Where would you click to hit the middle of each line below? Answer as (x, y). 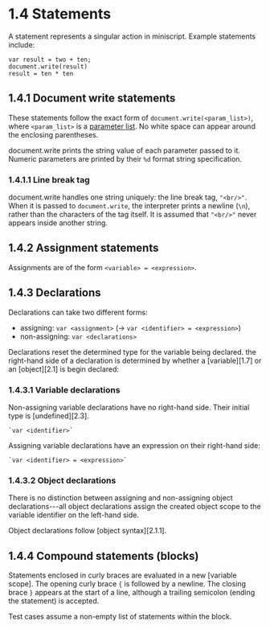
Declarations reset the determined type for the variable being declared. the (133, 351)
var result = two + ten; (50, 60)
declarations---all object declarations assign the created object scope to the (135, 507)
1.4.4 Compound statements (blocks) (104, 556)
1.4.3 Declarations (55, 293)
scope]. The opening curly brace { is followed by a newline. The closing (127, 584)
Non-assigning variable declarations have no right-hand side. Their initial (129, 407)
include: (22, 44)
